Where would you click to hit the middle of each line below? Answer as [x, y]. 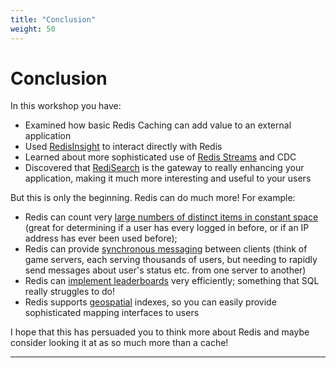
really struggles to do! [69, 292]
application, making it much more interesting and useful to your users [168, 178]
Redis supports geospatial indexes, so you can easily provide [150, 302]
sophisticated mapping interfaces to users [112, 313]
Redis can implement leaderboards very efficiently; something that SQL [172, 281]
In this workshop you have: [66, 106]
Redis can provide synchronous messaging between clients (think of [166, 249]
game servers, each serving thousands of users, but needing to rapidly [171, 260]
